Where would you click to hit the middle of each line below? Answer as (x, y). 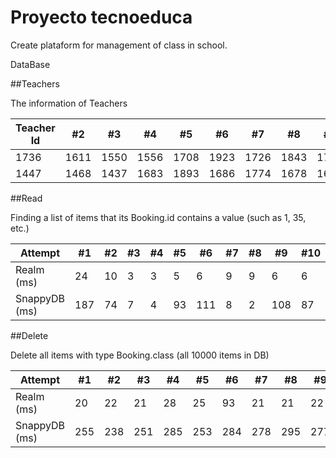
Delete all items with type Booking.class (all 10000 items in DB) (140, 355)
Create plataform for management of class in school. (119, 45)
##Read (26, 198)
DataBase (30, 64)
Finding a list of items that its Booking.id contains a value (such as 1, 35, (158, 217)
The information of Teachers (69, 103)
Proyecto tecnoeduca (101, 17)
